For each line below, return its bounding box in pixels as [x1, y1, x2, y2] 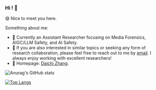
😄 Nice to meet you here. [5, 16, 57, 22]
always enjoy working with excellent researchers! [12, 55, 111, 61]
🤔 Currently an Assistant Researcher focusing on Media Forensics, [12, 34, 146, 41]
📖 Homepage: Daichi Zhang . [12, 61, 69, 67]
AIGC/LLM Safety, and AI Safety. [12, 40, 78, 45]
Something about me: [5, 25, 48, 31]
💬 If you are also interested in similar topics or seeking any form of [12, 45, 146, 51]
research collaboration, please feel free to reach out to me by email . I [12, 50, 152, 56]
